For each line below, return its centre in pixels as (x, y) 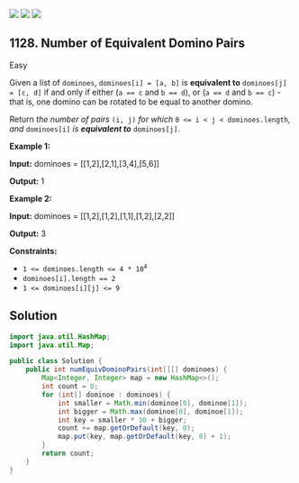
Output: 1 (27, 181)
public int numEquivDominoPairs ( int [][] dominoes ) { (127, 369)
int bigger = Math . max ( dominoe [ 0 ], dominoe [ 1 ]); (150, 411)
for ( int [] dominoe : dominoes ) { (106, 395)
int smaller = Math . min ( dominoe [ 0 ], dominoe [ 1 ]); (152, 403)
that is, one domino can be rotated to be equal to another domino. (131, 101)
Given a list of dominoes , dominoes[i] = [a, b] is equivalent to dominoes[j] (148, 82)
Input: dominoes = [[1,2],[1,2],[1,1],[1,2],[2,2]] (92, 215)
